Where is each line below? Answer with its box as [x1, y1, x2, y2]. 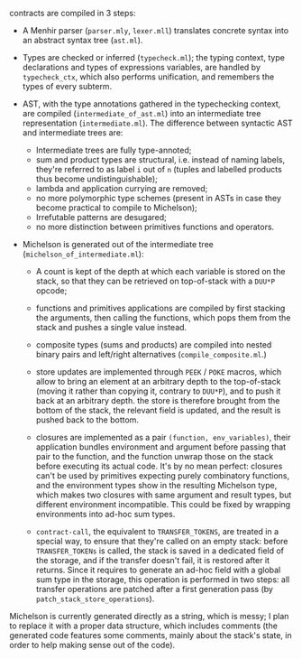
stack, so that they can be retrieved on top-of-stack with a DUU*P [35, 275, 276, 286]
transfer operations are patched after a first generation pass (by [35, 584, 273, 594]
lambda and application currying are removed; [35, 183, 208, 193]
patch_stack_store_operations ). [35, 593, 155, 604]
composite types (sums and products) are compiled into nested [35, 339, 272, 350]
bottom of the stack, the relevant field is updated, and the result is [35, 405, 281, 415]
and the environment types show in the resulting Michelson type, [35, 480, 278, 490]
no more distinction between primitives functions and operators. [35, 221, 275, 232]
